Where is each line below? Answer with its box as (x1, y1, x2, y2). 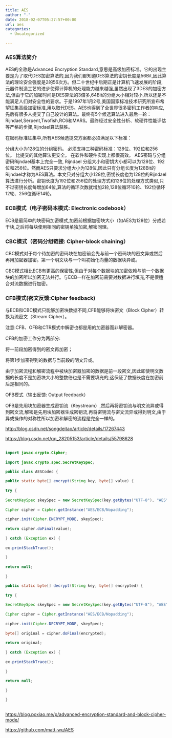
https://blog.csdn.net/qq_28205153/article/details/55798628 (5, 436, 133, 442)
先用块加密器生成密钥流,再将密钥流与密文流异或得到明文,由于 (38, 409, 166, 415)
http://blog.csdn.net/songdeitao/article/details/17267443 (5, 426, 125, 432)
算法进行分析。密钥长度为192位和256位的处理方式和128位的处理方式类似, (5, 178, 160, 184)
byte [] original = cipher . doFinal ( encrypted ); (5, 631, 106, 636)
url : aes (5, 22, 24, 27)
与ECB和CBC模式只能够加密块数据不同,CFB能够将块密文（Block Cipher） (5, 307, 160, 313)
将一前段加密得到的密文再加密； (5, 346, 73, 353)
